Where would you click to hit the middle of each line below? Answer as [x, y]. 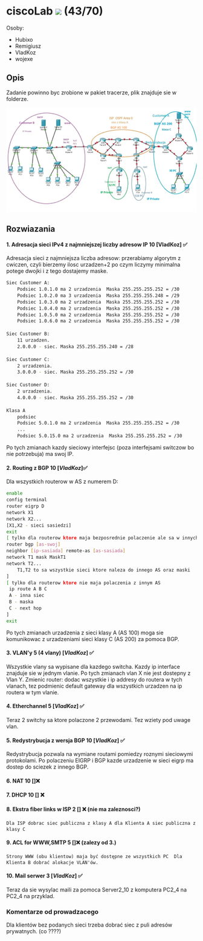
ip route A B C [28, 589]
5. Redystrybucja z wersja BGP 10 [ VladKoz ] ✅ [66, 740]
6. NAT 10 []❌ [23, 781]
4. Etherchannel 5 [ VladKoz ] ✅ [45, 706]
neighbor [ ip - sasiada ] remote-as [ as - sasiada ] [66, 551]
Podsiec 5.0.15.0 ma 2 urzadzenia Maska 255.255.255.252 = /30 [100, 436]
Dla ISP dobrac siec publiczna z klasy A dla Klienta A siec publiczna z [101, 823]
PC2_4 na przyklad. [31, 896]
